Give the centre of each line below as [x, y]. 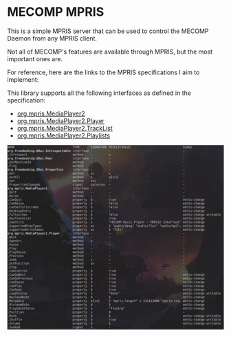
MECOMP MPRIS [56, 12]
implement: [23, 79]
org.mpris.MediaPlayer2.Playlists [64, 135]
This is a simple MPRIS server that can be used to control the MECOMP [108, 31]
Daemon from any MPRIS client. [52, 38]
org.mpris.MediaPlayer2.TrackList [65, 128]
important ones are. [35, 58]
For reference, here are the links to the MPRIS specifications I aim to [103, 72]
